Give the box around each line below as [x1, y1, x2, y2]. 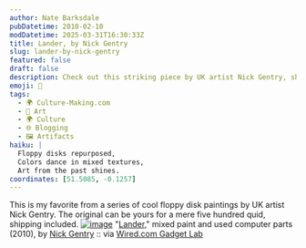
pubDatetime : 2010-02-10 [9, 22, 104, 31]
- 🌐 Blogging [17, 124, 68, 133]
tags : [9, 89, 30, 98]
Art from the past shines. [17, 166, 120, 175]
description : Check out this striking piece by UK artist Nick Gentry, [9, 73, 287, 82]
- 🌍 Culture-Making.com [17, 98, 111, 108]
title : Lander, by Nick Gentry [9, 38, 128, 48]
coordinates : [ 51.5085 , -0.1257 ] [9, 174, 137, 183]
